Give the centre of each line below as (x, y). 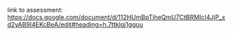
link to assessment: (35, 10)
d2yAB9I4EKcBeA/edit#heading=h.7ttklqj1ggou (75, 24)
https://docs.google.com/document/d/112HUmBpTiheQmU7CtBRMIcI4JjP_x (116, 17)
